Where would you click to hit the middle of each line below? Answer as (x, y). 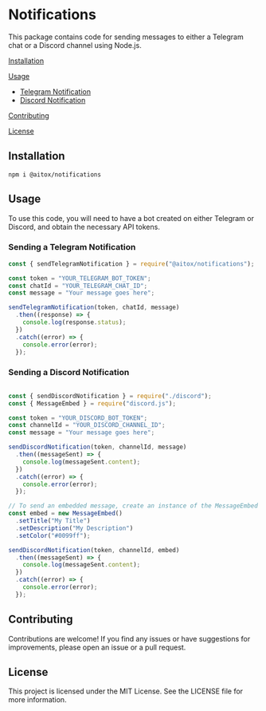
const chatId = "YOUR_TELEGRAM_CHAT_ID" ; (78, 286)
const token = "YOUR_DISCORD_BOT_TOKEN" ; (78, 418)
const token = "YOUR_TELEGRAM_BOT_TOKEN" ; (80, 278)
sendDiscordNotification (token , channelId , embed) (94, 550)
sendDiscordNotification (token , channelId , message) (98, 447)
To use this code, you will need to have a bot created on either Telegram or (131, 218)
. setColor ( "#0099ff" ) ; (53, 535)
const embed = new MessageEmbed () (66, 513)
